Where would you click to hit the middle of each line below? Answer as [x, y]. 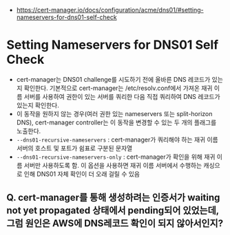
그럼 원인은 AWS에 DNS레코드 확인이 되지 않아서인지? [115, 224]
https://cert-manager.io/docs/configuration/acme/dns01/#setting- [110, 10]
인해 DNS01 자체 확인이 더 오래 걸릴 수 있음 [82, 174]
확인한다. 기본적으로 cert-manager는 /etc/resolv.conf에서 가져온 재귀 [118, 88]
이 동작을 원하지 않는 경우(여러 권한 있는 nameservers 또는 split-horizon [114, 113]
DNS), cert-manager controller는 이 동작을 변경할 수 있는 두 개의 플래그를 [116, 122]
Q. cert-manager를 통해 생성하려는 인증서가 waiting [113, 198]
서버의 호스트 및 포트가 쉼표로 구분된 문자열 [74, 148]
